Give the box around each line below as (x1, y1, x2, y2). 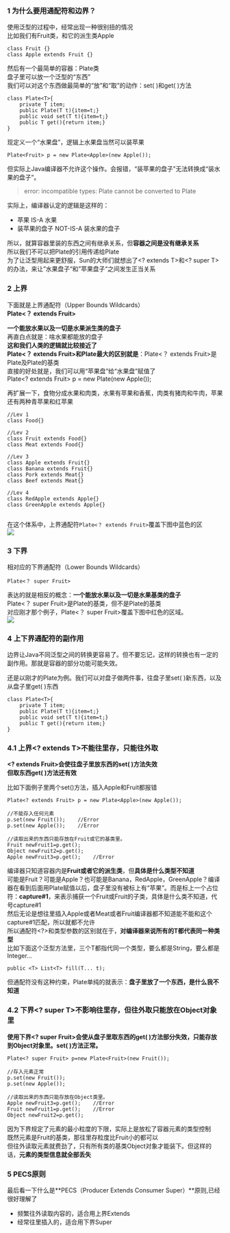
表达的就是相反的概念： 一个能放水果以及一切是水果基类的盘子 (7, 590, 181, 599)
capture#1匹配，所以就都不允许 (7, 918, 96, 926)
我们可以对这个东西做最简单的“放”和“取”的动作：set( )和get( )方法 (7, 81, 192, 90)
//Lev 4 (7, 489, 29, 496)
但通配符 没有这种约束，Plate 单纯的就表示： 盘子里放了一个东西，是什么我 (7, 978, 214, 986)
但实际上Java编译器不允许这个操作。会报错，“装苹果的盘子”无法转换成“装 (7, 165, 214, 173)
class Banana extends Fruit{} (7, 465, 94, 472)
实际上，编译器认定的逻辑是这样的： (7, 201, 110, 210)
